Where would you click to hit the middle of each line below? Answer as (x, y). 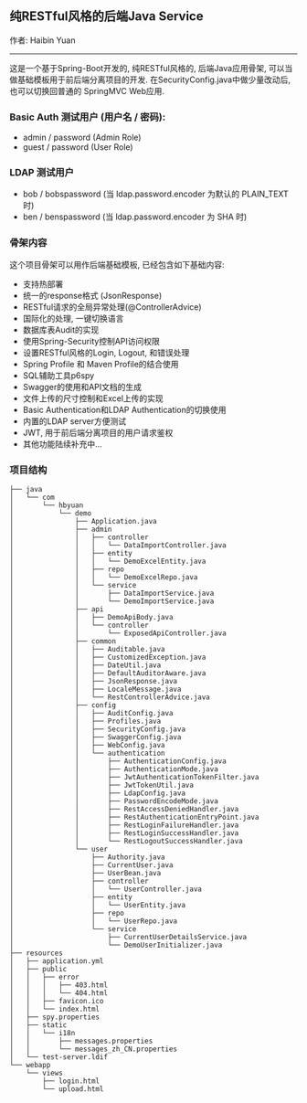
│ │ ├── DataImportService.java (112, 593)
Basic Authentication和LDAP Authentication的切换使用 (124, 409)
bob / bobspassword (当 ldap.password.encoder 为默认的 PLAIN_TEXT (156, 194)
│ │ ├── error (44, 977)
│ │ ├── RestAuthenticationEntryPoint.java (134, 817)
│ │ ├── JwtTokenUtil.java (102, 785)
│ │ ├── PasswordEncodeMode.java (114, 801)
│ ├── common (63, 642)
